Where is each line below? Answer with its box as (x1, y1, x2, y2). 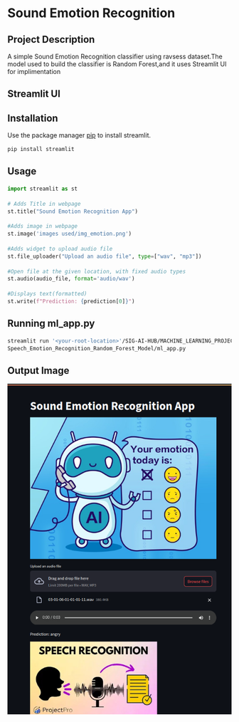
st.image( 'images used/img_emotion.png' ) (7, 230, 132, 238)
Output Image (7, 365, 70, 377)
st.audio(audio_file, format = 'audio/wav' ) (7, 276, 135, 283)
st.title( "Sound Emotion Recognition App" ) (7, 208, 139, 215)
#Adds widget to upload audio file (7, 245, 113, 252)
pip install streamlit (7, 146, 75, 153)
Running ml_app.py (7, 318, 95, 330)
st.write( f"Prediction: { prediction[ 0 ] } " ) (7, 298, 135, 305)
